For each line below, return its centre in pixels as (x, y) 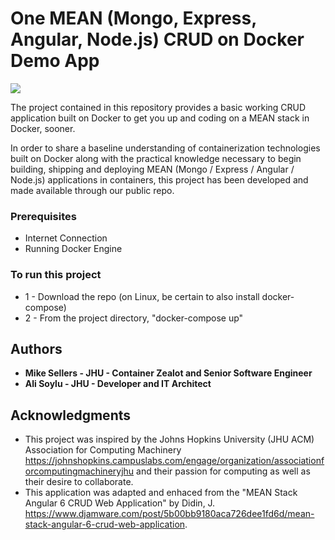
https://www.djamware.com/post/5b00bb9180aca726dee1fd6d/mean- (169, 514)
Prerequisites (43, 216)
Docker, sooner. (43, 128)
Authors (36, 348)
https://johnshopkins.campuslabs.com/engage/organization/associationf (174, 461)
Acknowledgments (71, 415)
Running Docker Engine (73, 249)
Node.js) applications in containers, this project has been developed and (159, 179)
